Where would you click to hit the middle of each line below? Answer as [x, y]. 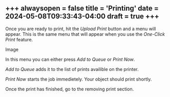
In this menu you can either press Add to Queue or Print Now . [70, 59]
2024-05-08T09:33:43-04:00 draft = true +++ [82, 17]
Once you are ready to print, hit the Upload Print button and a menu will [81, 29]
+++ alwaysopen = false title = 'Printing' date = [82, 8]
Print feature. [19, 39]
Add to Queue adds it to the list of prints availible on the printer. [72, 69]
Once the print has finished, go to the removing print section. [70, 89]
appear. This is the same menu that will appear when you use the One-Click [85, 34]
